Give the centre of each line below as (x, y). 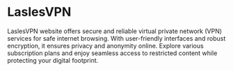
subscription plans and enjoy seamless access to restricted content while (112, 53)
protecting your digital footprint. (53, 60)
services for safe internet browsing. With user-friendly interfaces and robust (116, 38)
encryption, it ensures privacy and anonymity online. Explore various (105, 45)
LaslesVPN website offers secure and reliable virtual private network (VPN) (115, 31)
